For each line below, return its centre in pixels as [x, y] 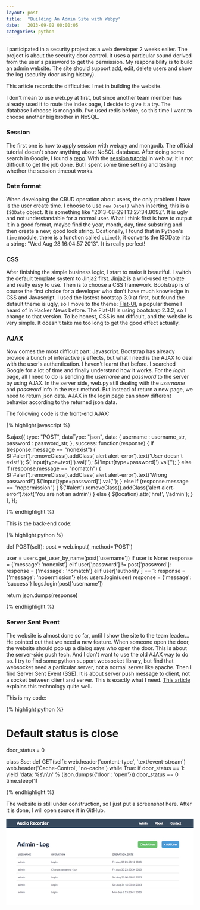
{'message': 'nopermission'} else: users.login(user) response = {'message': [99, 577]
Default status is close [62, 733]
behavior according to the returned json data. [62, 402]
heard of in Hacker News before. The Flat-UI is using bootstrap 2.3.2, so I [96, 310]
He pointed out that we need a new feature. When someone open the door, [98, 642]
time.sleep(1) [22, 780]
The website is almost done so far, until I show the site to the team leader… [98, 635]
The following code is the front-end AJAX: [58, 414]
